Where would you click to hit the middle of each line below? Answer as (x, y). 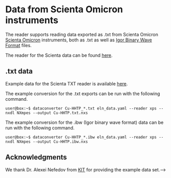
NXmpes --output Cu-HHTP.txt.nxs (52, 113)
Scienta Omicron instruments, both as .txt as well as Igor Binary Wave (79, 40)
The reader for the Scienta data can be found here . (59, 55)
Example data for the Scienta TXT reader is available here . (67, 83)
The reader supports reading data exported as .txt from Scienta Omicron (82, 34)
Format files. (18, 45)
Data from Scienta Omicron (64, 9)
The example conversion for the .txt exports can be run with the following (83, 94)
